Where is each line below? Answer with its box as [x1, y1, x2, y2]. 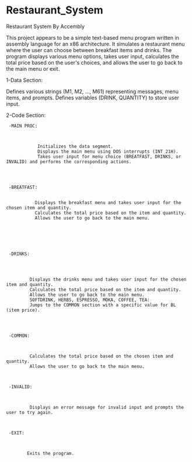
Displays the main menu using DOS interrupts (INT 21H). [37, 149, 179, 154]
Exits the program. [27, 450, 75, 456]
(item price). [6, 307, 41, 313]
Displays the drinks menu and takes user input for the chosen [29, 276, 187, 282]
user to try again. [6, 409, 54, 415]
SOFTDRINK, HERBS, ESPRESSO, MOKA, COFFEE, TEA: [29, 296, 150, 303]
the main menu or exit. [6, 65, 60, 72]
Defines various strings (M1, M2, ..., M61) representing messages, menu [6, 88, 179, 95]
